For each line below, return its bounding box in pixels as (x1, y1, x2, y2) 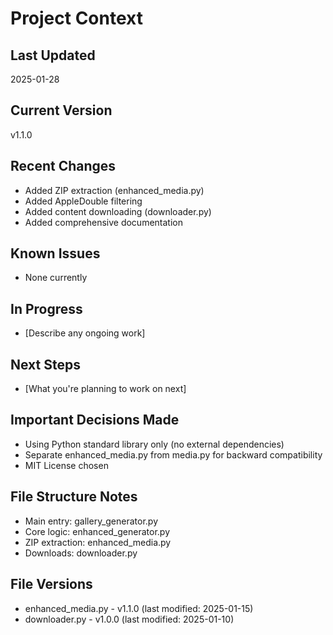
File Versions (10, 576, 93, 593)
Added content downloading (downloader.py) (24, 205, 212, 217)
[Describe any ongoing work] (24, 327, 146, 339)
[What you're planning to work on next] (24, 383, 187, 395)
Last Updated (10, 47, 96, 64)
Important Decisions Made (10, 412, 180, 429)
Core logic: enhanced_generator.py (24, 525, 170, 537)
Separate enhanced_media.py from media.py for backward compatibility (24, 448, 323, 461)
